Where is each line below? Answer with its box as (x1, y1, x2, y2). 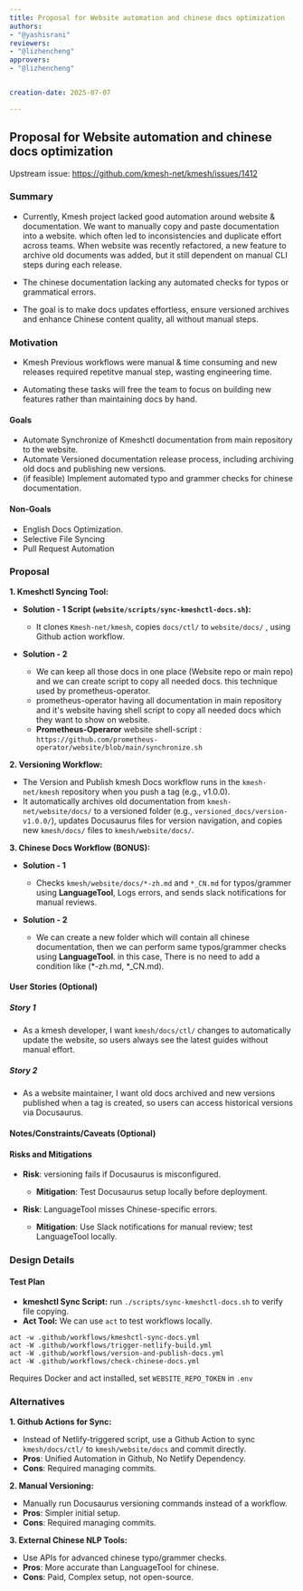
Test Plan (9, 1276, 45, 1287)
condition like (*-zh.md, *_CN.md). (35, 960, 165, 971)
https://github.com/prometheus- (35, 735, 158, 744)
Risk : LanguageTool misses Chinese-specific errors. (22, 1204, 218, 1215)
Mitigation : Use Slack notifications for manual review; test (35, 1221, 253, 1233)
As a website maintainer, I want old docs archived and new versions (22, 1088, 276, 1099)
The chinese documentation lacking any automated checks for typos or (22, 276, 289, 287)
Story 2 (9, 1065, 38, 1076)
